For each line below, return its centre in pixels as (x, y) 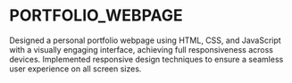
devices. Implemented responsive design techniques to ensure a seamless (146, 59)
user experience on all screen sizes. (75, 69)
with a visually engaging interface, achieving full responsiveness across (142, 49)
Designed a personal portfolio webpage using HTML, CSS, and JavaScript (145, 40)
